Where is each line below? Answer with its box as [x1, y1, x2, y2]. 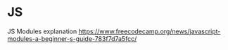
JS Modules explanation [7, 27, 77, 35]
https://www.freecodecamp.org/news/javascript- [78, 27, 221, 35]
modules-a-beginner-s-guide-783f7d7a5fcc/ [7, 34, 137, 42]
